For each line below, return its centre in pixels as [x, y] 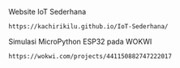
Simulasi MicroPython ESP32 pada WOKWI [80, 41]
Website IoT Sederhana [47, 12]
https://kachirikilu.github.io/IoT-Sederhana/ [88, 27]
